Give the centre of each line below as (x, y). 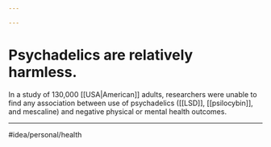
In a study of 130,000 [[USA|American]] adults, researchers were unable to (133, 94)
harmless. (43, 72)
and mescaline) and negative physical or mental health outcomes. (118, 111)
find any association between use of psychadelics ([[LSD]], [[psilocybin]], (131, 103)
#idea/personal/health (45, 134)
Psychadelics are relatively (101, 55)
